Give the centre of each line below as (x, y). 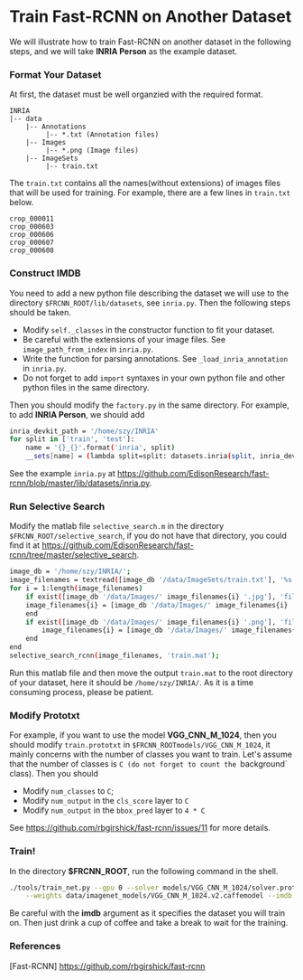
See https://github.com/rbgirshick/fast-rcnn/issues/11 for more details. (140, 828)
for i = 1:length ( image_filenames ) (76, 589)
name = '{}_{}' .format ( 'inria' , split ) (101, 448)
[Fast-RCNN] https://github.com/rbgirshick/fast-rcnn (107, 966)
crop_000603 (32, 227)
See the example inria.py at (62, 474)
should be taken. (41, 312)
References (35, 947)
